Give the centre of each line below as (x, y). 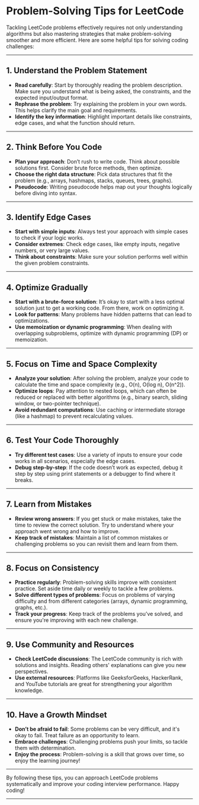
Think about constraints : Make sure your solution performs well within (101, 257)
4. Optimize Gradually (47, 287)
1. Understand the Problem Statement (77, 70)
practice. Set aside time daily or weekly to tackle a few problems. (94, 589)
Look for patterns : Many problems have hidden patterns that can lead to (103, 315)
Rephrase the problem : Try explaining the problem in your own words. (101, 104)
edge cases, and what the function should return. (75, 122)
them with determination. (45, 748)
